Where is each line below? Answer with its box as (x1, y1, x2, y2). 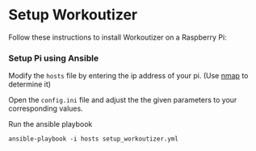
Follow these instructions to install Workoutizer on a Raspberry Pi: (8, 32, 228, 42)
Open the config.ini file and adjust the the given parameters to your (8, 95, 237, 105)
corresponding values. (8, 103, 83, 114)
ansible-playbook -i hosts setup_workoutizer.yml (8, 135, 179, 143)
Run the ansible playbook (8, 120, 93, 129)
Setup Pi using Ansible (8, 52, 99, 64)
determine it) (8, 79, 51, 90)
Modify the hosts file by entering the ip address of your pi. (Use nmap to (8, 71, 249, 81)
